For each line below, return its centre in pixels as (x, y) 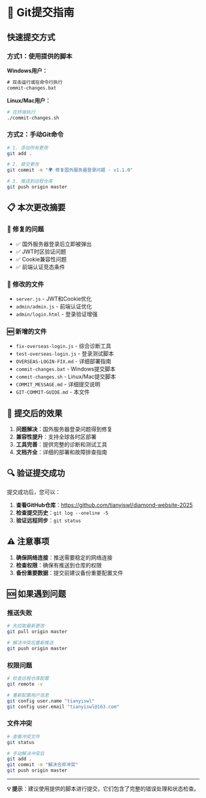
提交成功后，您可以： (34, 492)
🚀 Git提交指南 (41, 13)
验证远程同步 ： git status (48, 520)
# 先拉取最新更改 (26, 626)
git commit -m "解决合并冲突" (42, 765)
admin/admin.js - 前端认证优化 (54, 306)
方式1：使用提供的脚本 (40, 56)
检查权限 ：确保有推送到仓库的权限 (59, 565)
